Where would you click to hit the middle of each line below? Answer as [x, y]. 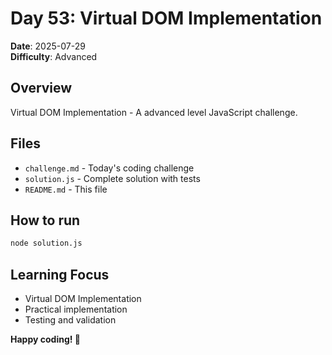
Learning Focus [60, 274]
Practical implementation [76, 309]
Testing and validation [70, 320]
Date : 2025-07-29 [48, 46]
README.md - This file [66, 189]
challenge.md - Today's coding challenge [109, 168]
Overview [41, 88]
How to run [45, 220]
